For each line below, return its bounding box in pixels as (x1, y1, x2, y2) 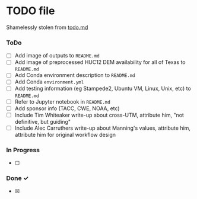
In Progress (6, 146, 40, 154)
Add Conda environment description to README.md (14, 72, 135, 79)
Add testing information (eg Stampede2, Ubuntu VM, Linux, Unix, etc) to (14, 85, 191, 92)
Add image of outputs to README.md (14, 52, 100, 59)
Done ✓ (6, 174, 29, 182)
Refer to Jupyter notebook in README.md (14, 98, 111, 105)
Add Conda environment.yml (14, 78, 84, 85)
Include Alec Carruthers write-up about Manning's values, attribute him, (14, 124, 191, 131)
